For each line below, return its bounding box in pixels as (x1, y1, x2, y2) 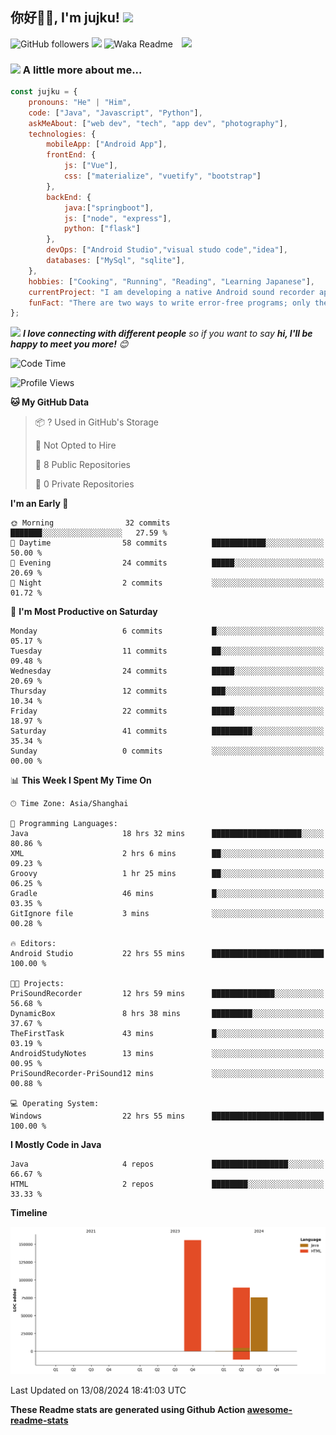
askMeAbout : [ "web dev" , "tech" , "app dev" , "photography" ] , (28, 118, 289, 128)
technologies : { (28, 129, 97, 139)
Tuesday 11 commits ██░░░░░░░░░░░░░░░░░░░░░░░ (10, 646, 325, 657)
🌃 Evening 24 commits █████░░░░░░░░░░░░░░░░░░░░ (10, 558, 325, 568)
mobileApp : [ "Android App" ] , (46, 139, 168, 150)
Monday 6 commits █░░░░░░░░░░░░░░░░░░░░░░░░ (10, 626, 325, 637)
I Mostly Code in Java (10, 1139, 102, 1151)
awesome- (246, 1404, 293, 1416)
